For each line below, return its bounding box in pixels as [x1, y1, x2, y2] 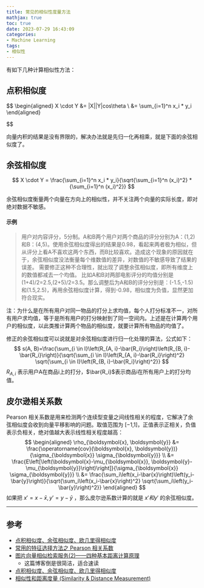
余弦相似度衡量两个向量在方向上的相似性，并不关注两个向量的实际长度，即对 [6, 195, 198, 203]
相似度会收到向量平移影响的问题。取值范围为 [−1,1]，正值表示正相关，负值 [11, 421, 196, 429]
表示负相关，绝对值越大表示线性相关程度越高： [6, 429, 123, 436]
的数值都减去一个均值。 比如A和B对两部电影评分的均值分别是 [21, 271, 174, 278]
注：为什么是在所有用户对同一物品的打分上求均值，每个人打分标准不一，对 [6, 307, 192, 314]
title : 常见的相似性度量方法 [6, 9, 71, 15]
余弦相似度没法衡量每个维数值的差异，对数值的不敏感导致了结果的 [32, 256, 197, 263]
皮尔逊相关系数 [6, 396, 63, 407]
